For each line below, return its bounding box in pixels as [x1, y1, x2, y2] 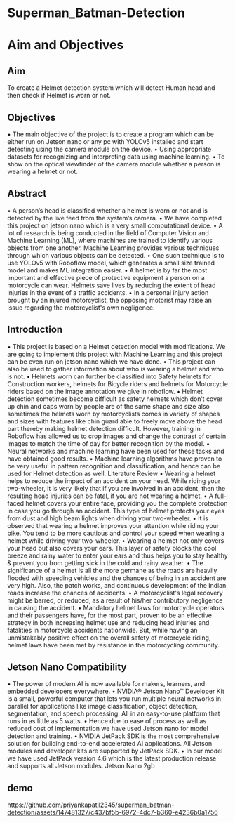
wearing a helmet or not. [7, 167, 79, 176]
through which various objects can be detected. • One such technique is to [7, 251, 224, 259]
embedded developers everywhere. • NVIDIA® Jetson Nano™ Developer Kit [7, 687, 224, 696]
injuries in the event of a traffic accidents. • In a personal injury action [7, 288, 209, 296]
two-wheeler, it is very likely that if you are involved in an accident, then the [7, 484, 226, 492]
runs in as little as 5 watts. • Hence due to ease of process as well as [7, 717, 207, 725]
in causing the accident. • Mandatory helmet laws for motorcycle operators [7, 603, 224, 612]
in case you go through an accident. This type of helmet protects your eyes [7, 506, 225, 515]
